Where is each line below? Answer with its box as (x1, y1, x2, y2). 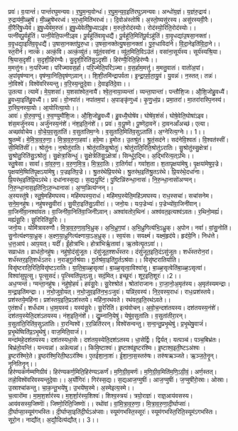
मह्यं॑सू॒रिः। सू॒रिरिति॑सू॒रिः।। (8, 215, 67, 224)
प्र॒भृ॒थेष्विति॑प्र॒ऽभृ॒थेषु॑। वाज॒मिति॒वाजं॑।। (8, 328, 87, 336)
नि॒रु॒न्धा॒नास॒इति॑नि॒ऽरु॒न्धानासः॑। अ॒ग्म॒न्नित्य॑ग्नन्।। (8, 183, 114, 192)
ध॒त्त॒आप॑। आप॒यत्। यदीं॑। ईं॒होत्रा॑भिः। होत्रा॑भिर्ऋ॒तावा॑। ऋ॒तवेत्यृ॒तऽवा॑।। (8, 240, 163, 248)
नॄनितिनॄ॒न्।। (8, 360, 38, 368)
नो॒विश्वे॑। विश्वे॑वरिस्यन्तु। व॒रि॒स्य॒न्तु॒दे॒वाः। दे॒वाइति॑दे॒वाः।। (8, 80, 131, 87)
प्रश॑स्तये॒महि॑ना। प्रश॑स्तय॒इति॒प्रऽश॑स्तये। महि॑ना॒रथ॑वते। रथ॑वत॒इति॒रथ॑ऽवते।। (8, 296, 171, 304)
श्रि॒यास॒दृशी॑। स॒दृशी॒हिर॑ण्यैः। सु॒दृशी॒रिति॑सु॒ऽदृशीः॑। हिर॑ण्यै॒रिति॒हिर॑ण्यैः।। (8, 55, 158, 64)
